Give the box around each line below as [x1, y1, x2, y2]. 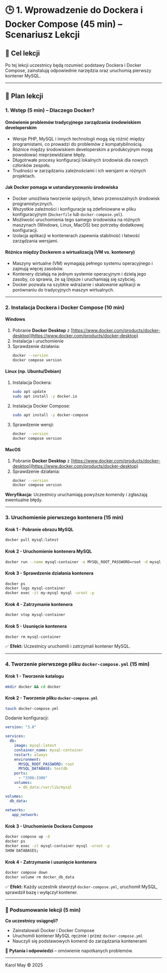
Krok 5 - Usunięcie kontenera [5, 623, 67, 629]
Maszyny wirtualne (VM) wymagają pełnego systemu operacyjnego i [12, 260, 153, 266]
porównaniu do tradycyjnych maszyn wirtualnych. [12, 287, 114, 293]
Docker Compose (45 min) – [5, 18, 123, 30]
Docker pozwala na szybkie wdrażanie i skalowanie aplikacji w [12, 281, 141, 288]
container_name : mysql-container [14, 747, 83, 752]
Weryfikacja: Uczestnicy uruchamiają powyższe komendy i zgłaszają [5, 492, 148, 498]
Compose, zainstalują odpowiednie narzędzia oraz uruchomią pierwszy [5, 67, 152, 73]
